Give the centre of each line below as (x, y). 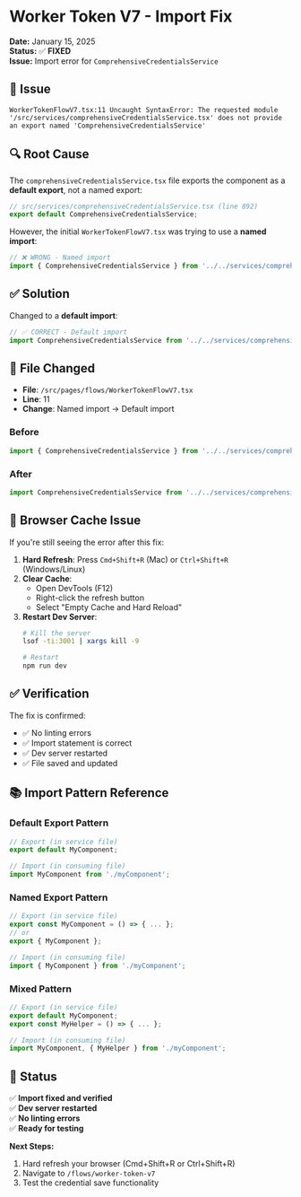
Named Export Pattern (59, 897)
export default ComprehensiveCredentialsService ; (104, 214)
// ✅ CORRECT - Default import (69, 332)
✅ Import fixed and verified (61, 1098)
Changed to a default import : (64, 315)
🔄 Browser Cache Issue (75, 521)
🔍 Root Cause (49, 154)
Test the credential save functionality (90, 1183)
